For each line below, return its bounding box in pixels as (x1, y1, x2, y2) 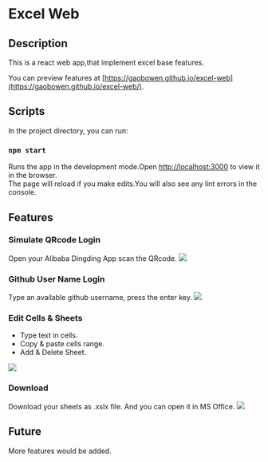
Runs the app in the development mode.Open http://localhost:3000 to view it (8, 162, 260, 172)
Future (8, 424, 42, 439)
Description (8, 37, 68, 50)
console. (8, 188, 37, 197)
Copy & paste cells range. (19, 339, 105, 349)
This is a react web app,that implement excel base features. (8, 57, 205, 67)
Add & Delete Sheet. (19, 348, 87, 357)
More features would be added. (8, 446, 112, 456)
